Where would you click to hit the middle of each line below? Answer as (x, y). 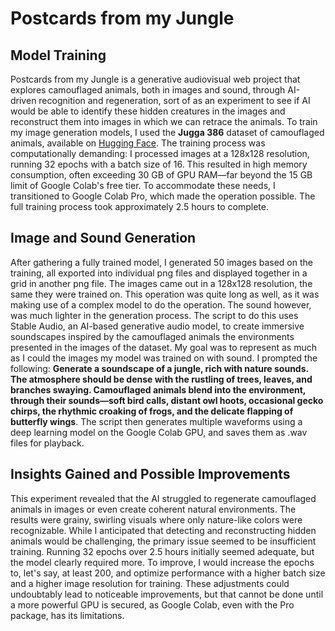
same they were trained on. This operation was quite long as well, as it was (165, 294)
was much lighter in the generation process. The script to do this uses (154, 315)
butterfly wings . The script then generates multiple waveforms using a (156, 421)
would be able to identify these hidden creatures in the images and (148, 111)
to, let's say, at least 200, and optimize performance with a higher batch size (168, 573)
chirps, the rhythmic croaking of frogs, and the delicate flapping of (152, 411)
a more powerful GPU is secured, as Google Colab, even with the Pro (152, 604)
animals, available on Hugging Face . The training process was (138, 143)
